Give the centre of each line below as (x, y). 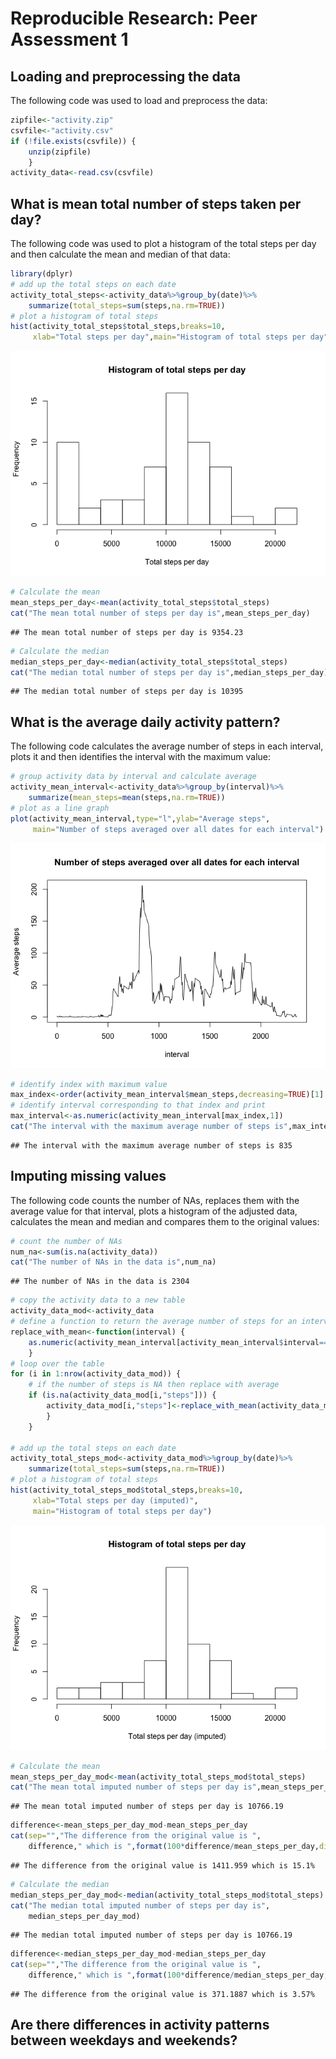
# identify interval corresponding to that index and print (138, 1105)
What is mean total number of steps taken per (156, 203)
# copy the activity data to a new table (98, 1300)
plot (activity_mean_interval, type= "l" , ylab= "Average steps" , (140, 818)
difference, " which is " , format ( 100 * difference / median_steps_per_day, (178, 1975)
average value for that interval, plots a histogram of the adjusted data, (154, 1211)
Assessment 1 (69, 39)
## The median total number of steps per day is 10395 (127, 692)
